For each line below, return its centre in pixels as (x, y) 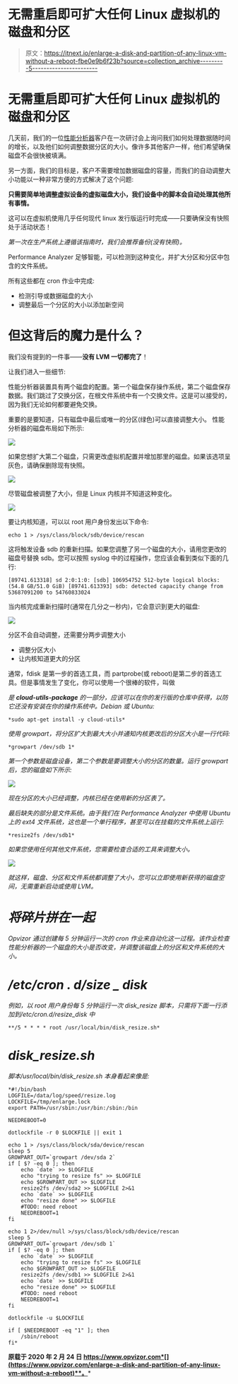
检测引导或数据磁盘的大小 (55, 296)
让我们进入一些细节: (37, 371)
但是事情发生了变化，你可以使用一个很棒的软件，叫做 (97, 682)
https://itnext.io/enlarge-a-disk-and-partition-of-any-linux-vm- (136, 53)
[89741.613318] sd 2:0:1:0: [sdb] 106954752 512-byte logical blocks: (114, 580)
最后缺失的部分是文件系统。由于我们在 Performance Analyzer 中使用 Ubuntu (119, 813)
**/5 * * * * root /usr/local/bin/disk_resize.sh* (84, 1027)
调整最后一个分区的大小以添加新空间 (71, 304)
